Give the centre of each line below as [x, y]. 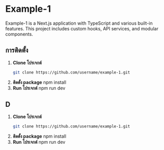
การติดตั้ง [17, 50]
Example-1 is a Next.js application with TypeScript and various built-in [79, 23]
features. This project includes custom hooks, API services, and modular [82, 28]
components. [19, 34]
